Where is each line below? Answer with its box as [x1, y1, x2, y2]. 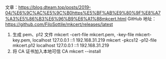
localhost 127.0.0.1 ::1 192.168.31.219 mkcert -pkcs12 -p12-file [32, 37, 157, 43]
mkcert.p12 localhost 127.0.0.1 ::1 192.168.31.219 [12, 43, 109, 48]
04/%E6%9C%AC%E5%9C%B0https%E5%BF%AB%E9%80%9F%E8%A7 [5, 10, 161, 16]
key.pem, [12, 37, 31, 43]
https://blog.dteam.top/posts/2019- [18, 4, 91, 10]
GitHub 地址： [127, 16, 156, 21]
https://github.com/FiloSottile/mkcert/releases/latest [5, 21, 113, 27]
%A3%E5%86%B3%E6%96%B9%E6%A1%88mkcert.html [5, 16, 126, 21]
